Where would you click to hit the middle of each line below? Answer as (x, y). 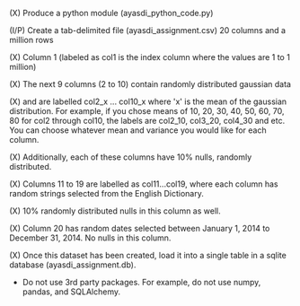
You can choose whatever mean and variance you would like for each (138, 130)
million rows (31, 40)
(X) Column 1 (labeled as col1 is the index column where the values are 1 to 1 (150, 57)
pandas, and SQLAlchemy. (71, 292)
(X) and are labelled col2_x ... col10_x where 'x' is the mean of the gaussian (148, 101)
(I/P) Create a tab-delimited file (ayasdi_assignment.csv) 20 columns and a (147, 30)
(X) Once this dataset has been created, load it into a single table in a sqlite (148, 255)
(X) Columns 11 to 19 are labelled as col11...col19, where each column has (144, 184)
